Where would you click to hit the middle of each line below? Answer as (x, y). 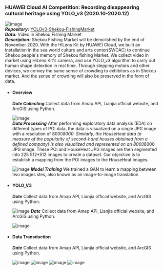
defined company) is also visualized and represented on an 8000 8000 (83, 144)
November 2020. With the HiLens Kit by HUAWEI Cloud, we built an (73, 45)
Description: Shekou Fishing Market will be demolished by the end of (75, 40)
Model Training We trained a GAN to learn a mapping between (94, 169)
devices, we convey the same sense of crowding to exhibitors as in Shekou (81, 71)
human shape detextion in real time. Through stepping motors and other (77, 66)
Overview (22, 92)
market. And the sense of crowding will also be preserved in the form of (77, 76)
